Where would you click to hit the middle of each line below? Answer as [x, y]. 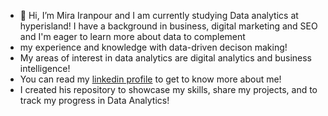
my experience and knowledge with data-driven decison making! [153, 47]
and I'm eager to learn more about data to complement [132, 36]
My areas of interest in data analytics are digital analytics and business [165, 58]
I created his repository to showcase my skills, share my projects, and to [168, 89]
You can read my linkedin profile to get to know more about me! [150, 79]
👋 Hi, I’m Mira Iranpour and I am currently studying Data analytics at [159, 15]
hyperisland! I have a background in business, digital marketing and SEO [168, 26]
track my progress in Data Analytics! [94, 100]
